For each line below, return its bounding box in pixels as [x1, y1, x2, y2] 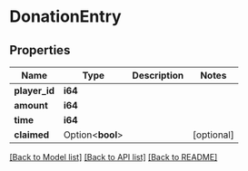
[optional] [192, 128, 234, 141]
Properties [9, 43, 71, 58]
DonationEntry [9, 6, 122, 27]
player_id [14, 84, 55, 97]
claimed [14, 128, 50, 141]
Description [132, 70, 184, 81]
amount [14, 100, 48, 111]
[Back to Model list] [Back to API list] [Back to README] [9, 152, 218, 162]
